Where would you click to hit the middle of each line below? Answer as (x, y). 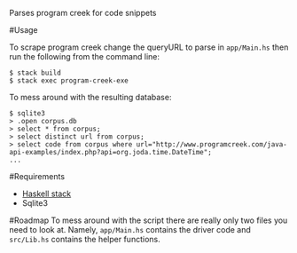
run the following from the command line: (85, 56)
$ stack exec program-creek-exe (69, 81)
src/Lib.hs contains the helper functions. (85, 239)
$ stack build (35, 73)
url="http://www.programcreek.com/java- (212, 145)
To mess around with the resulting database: (90, 97)
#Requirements (37, 176)
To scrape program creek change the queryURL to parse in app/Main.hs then (149, 47)
